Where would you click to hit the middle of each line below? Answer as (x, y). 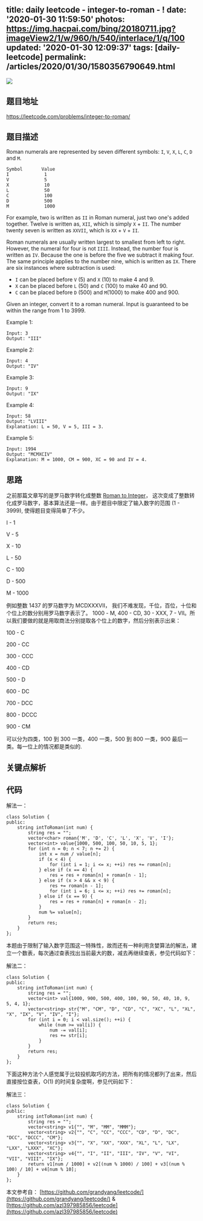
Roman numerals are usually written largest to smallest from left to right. (96, 242)
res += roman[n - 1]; (76, 886)
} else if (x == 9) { (66, 897)
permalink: (65, 57)
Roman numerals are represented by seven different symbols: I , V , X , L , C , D (99, 152)
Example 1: (20, 322)
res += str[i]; (68, 1036)
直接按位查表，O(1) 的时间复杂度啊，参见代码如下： (70, 1082)
